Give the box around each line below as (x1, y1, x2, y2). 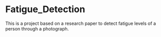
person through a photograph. (5, 25, 69, 31)
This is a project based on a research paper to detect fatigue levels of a (5, 20, 156, 26)
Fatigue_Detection (5, 4, 86, 15)
